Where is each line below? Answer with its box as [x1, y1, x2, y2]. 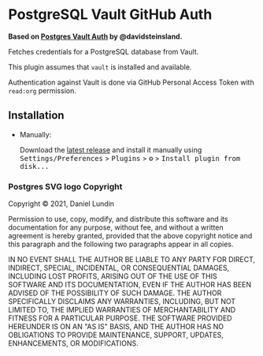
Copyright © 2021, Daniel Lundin [8, 199, 115, 208]
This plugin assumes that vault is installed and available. [8, 62, 192, 72]
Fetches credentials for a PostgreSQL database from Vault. [8, 47, 199, 56]
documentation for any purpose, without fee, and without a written [8, 223, 224, 232]
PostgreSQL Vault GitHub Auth [8, 6, 213, 24]
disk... [19, 162, 50, 171]
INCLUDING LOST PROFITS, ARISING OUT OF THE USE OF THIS [8, 272, 218, 281]
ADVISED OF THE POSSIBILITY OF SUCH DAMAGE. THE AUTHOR [8, 288, 222, 298]
